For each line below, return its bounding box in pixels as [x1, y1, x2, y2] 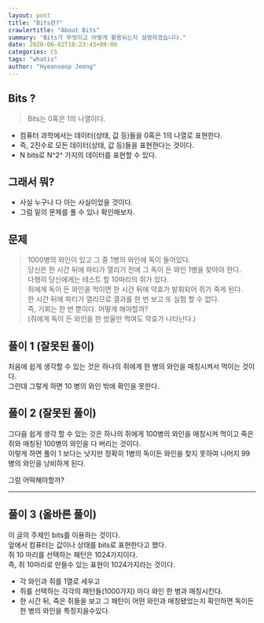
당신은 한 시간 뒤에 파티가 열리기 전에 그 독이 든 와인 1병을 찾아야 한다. [27, 265, 242, 275]
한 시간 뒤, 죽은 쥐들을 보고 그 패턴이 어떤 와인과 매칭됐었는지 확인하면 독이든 [19, 595, 255, 606]
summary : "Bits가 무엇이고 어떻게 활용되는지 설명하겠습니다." [8, 33, 187, 42]
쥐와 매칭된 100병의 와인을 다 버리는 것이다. [8, 438, 141, 448]
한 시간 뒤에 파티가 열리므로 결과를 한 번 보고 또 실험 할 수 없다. [27, 294, 220, 304]
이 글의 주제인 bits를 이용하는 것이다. [8, 530, 120, 540]
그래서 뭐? [8, 175, 55, 189]
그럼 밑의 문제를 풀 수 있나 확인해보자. [19, 208, 135, 217]
